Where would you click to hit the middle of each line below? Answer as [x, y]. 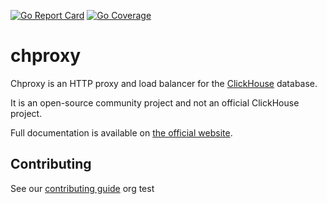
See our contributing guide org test [82, 188]
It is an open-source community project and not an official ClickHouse [155, 102]
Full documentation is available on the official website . [121, 132]
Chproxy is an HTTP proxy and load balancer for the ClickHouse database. [164, 83]
